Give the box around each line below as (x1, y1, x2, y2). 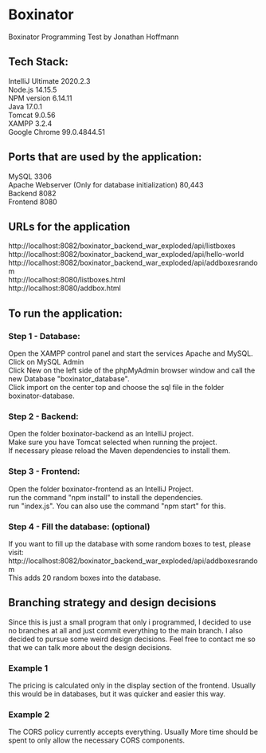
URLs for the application (8, 219, 131, 233)
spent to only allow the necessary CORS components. (8, 735, 186, 745)
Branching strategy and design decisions (8, 596, 217, 609)
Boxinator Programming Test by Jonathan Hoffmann (8, 32, 179, 41)
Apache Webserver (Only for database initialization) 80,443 (8, 179, 204, 189)
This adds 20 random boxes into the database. (8, 573, 162, 582)
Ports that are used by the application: (8, 150, 202, 164)
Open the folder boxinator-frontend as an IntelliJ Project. (8, 484, 194, 494)
